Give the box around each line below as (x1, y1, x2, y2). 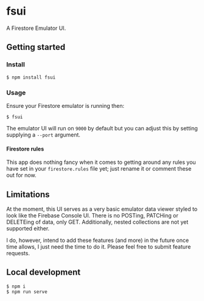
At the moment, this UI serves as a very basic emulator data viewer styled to (6, 205, 198, 213)
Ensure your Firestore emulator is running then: (6, 102, 125, 109)
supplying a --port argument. (6, 131, 81, 138)
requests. (6, 249, 30, 257)
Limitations (6, 189, 50, 199)
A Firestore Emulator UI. (6, 24, 66, 32)
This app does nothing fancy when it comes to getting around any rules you (6, 158, 196, 166)
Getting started (6, 42, 66, 52)
